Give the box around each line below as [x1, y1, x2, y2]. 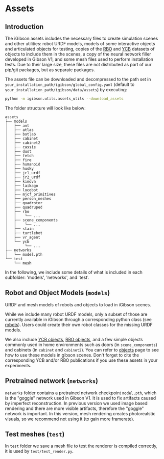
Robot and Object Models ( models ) [5, 289, 110, 297]
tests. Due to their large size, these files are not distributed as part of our [5, 62, 152, 67]
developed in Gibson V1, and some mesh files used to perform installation [5, 56, 153, 62]
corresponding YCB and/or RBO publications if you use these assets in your [5, 357, 158, 363]
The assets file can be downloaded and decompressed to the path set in [5, 77, 151, 82]
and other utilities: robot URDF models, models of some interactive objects [5, 41, 155, 47]
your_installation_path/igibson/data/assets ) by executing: [5, 87, 127, 92]
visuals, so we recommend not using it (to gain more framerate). [5, 416, 135, 422]
